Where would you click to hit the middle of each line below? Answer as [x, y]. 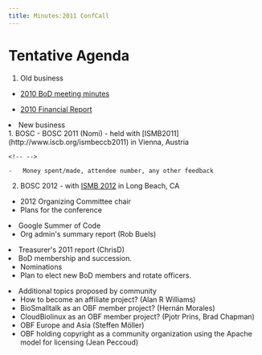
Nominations [41, 266]
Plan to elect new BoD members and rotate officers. [105, 275]
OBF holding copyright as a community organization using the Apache [136, 333]
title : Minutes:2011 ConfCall [59, 16]
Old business [42, 78]
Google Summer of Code [60, 225]
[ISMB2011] [160, 133]
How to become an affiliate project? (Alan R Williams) [108, 299]
